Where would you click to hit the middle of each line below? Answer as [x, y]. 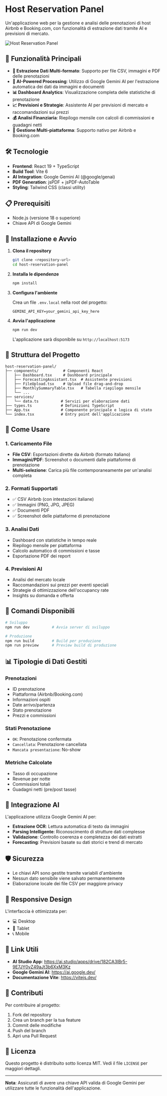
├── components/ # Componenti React [54, 371]
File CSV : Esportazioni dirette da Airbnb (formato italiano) [71, 455]
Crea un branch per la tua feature [46, 1020]
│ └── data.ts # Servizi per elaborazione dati [68, 401]
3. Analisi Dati [22, 529]
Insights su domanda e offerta [43, 596]
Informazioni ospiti [31, 699]
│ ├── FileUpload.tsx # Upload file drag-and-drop [64, 384]
